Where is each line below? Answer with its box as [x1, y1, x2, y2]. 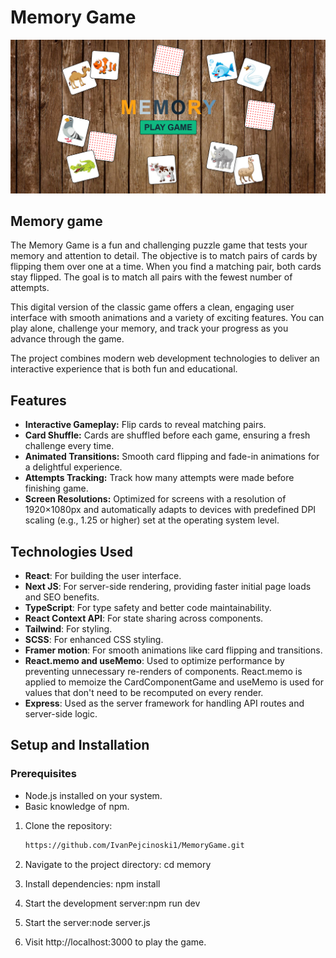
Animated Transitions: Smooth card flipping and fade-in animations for [24, 451, 320, 463]
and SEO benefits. [24, 591, 100, 603]
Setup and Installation [10, 737, 150, 754]
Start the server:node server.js [24, 916, 151, 928]
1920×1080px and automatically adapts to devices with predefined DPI [24, 504, 317, 516]
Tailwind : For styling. [24, 622, 113, 635]
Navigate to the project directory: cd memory [24, 858, 212, 870]
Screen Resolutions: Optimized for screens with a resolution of [24, 493, 287, 505]
